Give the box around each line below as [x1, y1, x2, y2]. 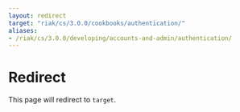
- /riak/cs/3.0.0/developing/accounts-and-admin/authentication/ [8, 34, 232, 42]
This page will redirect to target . [8, 95, 117, 105]
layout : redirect [8, 11, 67, 20]
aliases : [8, 26, 38, 34]
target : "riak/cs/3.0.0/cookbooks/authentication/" [8, 19, 185, 27]
